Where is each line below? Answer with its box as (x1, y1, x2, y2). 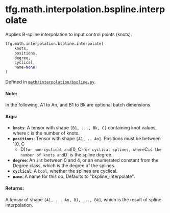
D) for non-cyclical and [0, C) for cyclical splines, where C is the (20, 146, 162, 152)
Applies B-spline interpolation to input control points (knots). (5, 31, 132, 37)
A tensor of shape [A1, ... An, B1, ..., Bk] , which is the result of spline (5, 196, 162, 202)
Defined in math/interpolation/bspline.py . (5, 79, 96, 85)
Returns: (5, 185, 25, 192)
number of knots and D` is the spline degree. (20, 152, 113, 158)
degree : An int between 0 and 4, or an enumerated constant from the (12, 157, 159, 164)
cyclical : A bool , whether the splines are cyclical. (12, 168, 118, 174)
